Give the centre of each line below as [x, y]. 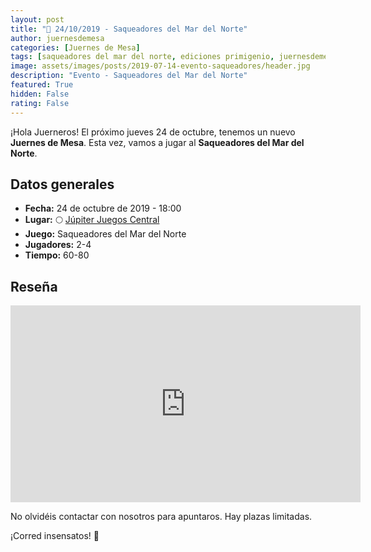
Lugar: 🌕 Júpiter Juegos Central [92, 220]
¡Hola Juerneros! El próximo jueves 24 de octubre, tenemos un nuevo [153, 132]
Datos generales [62, 184]
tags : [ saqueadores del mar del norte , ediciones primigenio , [142, 57]
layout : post [37, 19]
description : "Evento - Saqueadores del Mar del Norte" [129, 76]
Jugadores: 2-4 [58, 245]
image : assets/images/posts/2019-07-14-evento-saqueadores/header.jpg [160, 66]
